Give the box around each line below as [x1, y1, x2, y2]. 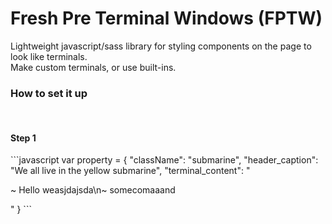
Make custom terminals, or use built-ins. [10, 61, 177, 73]
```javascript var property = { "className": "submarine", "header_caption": [10, 154, 319, 166]
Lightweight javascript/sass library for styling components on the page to [10, 40, 312, 52]
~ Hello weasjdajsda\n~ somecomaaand [10, 184, 176, 196]
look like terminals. [10, 50, 88, 62]
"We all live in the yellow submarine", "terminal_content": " [10, 165, 251, 177]
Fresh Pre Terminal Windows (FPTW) [10, 7, 323, 30]
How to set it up [10, 86, 88, 100]
